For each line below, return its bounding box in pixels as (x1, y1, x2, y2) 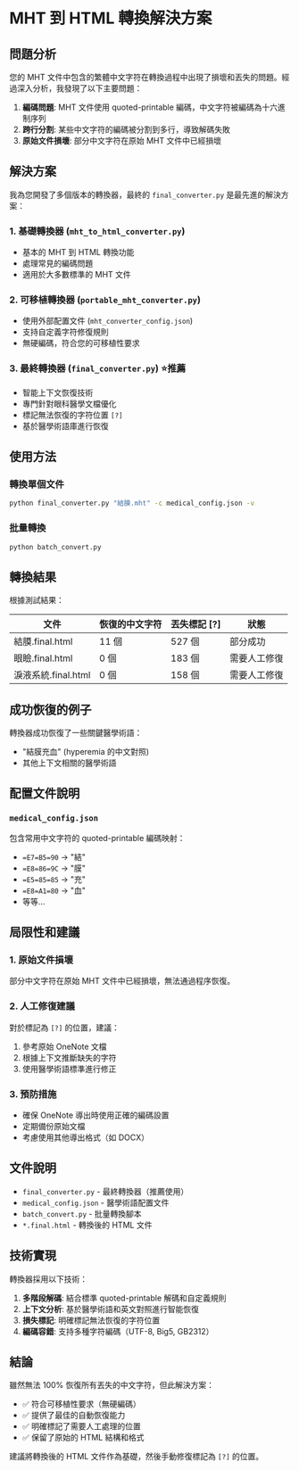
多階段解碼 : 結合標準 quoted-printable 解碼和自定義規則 (21, 1292, 227, 1303)
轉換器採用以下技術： (9, 1273, 87, 1284)
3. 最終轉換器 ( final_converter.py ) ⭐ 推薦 (9, 362, 186, 375)
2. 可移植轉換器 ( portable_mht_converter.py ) (9, 293, 201, 306)
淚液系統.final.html (13, 669, 91, 681)
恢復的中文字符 (99, 618, 162, 631)
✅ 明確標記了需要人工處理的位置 (21, 1421, 141, 1432)
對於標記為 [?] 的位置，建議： (9, 1022, 120, 1033)
